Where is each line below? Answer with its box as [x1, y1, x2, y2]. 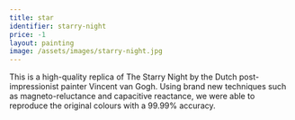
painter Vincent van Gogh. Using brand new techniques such [60, 81, 287, 92]
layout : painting [9, 38, 75, 48]
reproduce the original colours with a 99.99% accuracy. [9, 100, 216, 111]
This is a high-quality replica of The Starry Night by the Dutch [9, 71, 237, 82]
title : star [9, 13, 54, 23]
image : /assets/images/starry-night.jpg [9, 47, 164, 56]
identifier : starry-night [9, 22, 106, 31]
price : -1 [9, 30, 47, 39]
